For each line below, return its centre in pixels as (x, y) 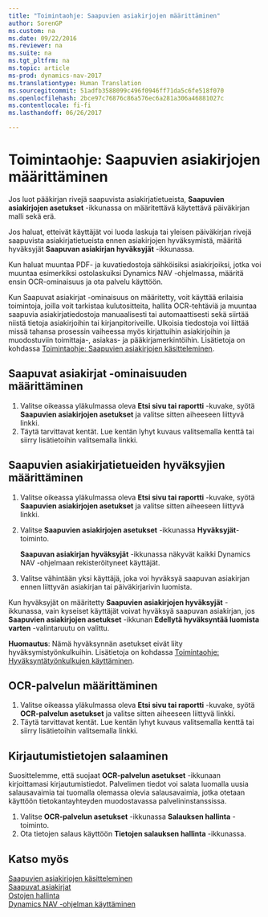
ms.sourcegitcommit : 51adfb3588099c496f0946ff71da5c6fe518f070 (116, 90)
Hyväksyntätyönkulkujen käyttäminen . (71, 660)
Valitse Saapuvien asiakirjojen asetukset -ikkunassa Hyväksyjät (128, 530)
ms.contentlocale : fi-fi (50, 105)
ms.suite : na (30, 53)
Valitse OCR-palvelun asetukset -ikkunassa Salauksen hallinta (125, 816)
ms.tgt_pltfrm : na (39, 61)
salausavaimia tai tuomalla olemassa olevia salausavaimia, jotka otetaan (127, 792)
